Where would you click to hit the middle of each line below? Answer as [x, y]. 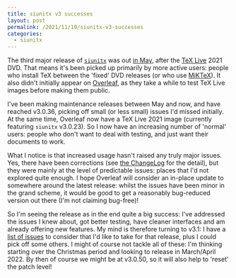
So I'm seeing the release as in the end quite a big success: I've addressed [116, 214]
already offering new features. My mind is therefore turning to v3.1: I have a [117, 229]
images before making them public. [59, 91]
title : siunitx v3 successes [50, 14]
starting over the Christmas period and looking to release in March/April [112, 252]
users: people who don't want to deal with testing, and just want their [108, 134]
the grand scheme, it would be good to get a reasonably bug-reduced [109, 193]
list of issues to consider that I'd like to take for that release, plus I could [112, 237]
